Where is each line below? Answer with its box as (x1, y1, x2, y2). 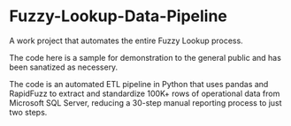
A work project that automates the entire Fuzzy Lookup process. (9, 35, 243, 46)
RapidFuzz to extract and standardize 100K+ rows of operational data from (9, 88, 280, 99)
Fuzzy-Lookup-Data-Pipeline (9, 6, 228, 26)
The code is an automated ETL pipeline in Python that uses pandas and (9, 78, 269, 89)
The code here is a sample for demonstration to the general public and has (9, 52, 281, 63)
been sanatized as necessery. (9, 62, 119, 72)
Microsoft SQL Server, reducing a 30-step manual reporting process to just (9, 97, 282, 107)
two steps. (9, 107, 48, 117)
